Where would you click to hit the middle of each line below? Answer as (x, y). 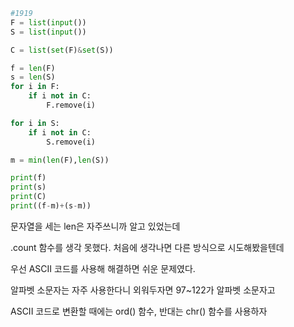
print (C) (28, 197)
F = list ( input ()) (48, 22)
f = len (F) (33, 68)
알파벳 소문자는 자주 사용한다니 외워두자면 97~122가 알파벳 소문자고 (143, 290)
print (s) (28, 187)
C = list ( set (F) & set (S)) (62, 50)
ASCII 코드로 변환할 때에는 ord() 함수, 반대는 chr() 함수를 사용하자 (139, 311)
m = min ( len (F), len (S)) (60, 160)
